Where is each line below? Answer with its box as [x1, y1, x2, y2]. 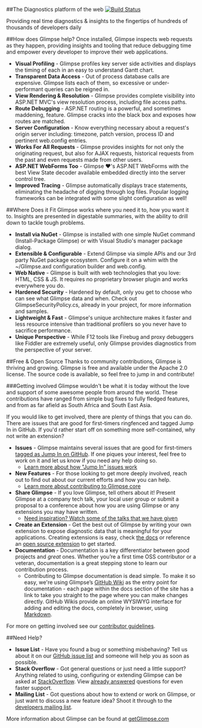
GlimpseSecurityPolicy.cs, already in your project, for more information [14, 302, 192, 308]
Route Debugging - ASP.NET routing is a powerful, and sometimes [14, 105, 181, 112]
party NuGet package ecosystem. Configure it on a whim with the [14, 256, 178, 264]
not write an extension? [6, 432, 65, 440]
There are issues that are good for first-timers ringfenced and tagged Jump [6, 420, 194, 426]
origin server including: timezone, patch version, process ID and [14, 130, 174, 138]
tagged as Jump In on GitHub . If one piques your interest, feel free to [14, 451, 187, 458]
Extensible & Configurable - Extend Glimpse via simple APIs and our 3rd [14, 250, 196, 257]
